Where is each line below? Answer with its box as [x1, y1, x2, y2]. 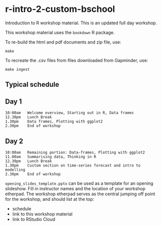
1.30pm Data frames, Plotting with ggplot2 [5, 119, 103, 124]
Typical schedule [5, 80, 59, 89]
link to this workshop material [12, 211, 73, 217]
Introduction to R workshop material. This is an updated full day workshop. [5, 20, 158, 26]
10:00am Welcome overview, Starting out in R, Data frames [5, 111, 134, 115]
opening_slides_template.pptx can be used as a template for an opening [5, 180, 154, 186]
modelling [5, 167, 26, 172]
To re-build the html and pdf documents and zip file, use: [5, 39, 121, 45]
